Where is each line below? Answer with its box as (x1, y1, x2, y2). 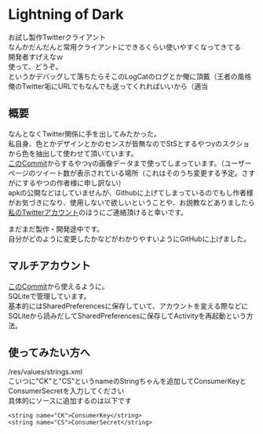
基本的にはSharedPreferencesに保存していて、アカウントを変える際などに (8, 301, 249, 311)
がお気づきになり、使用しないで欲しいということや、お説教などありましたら (8, 198, 255, 207)
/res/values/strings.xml (8, 367, 82, 377)
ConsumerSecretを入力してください (8, 386, 125, 396)
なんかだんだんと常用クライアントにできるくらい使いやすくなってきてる (8, 42, 242, 52)
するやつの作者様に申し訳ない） (22, 178, 126, 188)
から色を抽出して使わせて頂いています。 (8, 148, 138, 158)
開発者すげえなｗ (8, 52, 64, 61)
